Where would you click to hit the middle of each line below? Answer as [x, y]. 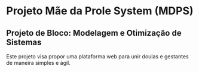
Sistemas [24, 42]
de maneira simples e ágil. [38, 63]
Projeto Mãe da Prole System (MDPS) [100, 11]
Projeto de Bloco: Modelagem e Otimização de [94, 33]
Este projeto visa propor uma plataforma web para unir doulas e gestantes [98, 57]
